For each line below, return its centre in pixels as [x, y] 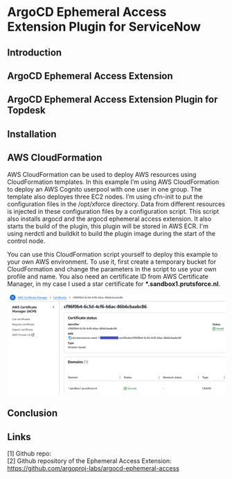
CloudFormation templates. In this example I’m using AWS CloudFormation [113, 182]
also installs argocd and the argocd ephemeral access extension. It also [109, 219]
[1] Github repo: [29, 454]
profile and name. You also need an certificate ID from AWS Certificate [108, 276]
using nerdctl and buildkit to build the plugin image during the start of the [111, 233]
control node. [26, 241]
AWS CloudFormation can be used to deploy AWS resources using [102, 174]
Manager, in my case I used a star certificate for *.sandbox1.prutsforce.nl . [114, 284]
